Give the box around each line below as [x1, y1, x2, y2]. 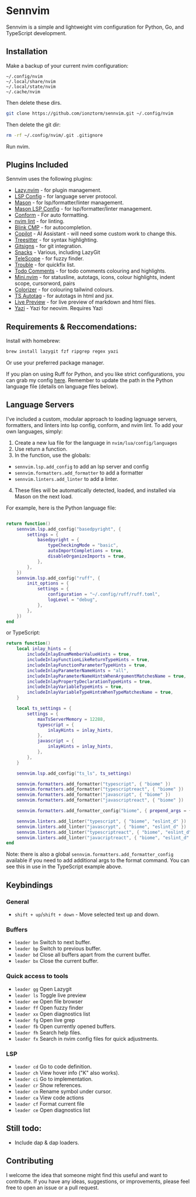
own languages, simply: [6, 428, 63, 435]
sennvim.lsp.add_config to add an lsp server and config [14, 463, 149, 470]
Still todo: [6, 1123, 42, 1133]
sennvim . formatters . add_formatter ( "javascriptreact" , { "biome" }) [16, 797, 184, 803]
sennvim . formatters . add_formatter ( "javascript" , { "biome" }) [16, 792, 171, 798]
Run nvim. [6, 143, 30, 150]
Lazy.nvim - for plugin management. [14, 187, 102, 194]
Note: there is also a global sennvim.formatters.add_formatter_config [6, 851, 174, 858]
